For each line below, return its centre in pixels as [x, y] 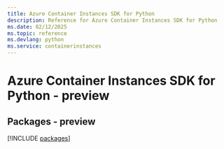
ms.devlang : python [36, 40]
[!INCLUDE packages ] [39, 138]
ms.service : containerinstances [54, 46]
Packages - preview [51, 121]
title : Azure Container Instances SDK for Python [81, 14]
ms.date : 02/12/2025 [37, 27]
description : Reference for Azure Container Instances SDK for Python [112, 20]
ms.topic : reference [37, 33]
